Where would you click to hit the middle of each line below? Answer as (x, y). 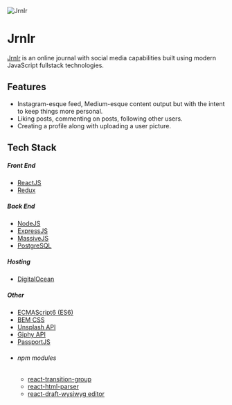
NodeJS (29, 224)
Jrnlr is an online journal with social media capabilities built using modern (112, 58)
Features (27, 87)
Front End (21, 165)
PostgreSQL (34, 245)
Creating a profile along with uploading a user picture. (94, 126)
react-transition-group (60, 379)
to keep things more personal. (60, 111)
